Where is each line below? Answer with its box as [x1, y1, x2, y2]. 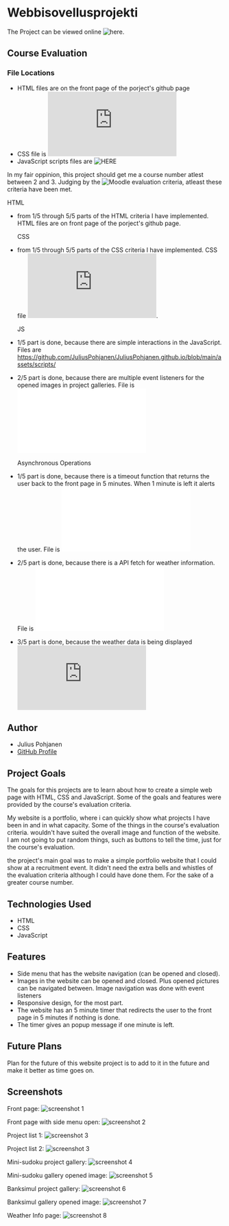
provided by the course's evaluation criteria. [7, 801, 132, 809]
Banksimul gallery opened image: [7, 1198, 101, 1206]
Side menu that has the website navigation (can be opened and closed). [16, 969, 221, 977]
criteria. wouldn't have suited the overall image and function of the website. [7, 828, 221, 837]
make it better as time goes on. [7, 1066, 95, 1075]
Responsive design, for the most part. [16, 998, 123, 1006]
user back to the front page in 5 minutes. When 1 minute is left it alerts [16, 479, 215, 487]
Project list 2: [7, 1144, 45, 1152]
